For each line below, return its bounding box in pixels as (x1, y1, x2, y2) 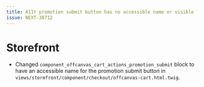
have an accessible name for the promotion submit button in (15, 68, 166, 75)
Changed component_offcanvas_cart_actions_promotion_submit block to (15, 61, 195, 68)
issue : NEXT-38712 (6, 15, 53, 21)
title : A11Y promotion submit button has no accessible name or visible (6, 9, 194, 15)
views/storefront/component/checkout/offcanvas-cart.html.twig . (15, 74, 180, 81)
